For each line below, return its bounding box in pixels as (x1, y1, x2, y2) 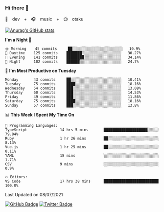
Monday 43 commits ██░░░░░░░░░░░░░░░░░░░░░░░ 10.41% (5, 77, 141, 82)
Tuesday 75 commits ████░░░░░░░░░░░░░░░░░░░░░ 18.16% (5, 82, 141, 87)
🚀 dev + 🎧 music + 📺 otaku (5, 16, 84, 22)
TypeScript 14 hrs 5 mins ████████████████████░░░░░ (5, 127, 159, 133)
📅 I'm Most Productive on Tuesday (5, 68, 77, 74)
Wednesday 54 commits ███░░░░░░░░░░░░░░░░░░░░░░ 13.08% (5, 86, 141, 91)
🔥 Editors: (5, 175, 28, 180)
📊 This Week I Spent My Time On (5, 112, 74, 118)
